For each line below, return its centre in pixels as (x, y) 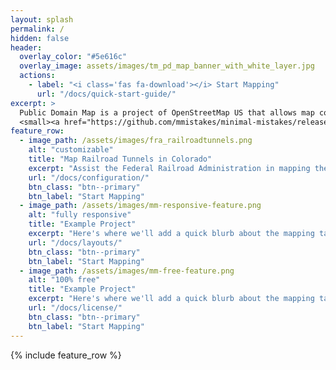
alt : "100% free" (64, 280)
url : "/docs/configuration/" (89, 177)
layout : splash (42, 19)
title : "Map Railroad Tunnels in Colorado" (120, 159)
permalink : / (37, 29)
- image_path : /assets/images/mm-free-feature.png (127, 271)
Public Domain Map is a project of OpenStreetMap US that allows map (167, 112)
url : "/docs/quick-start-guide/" (106, 94)
